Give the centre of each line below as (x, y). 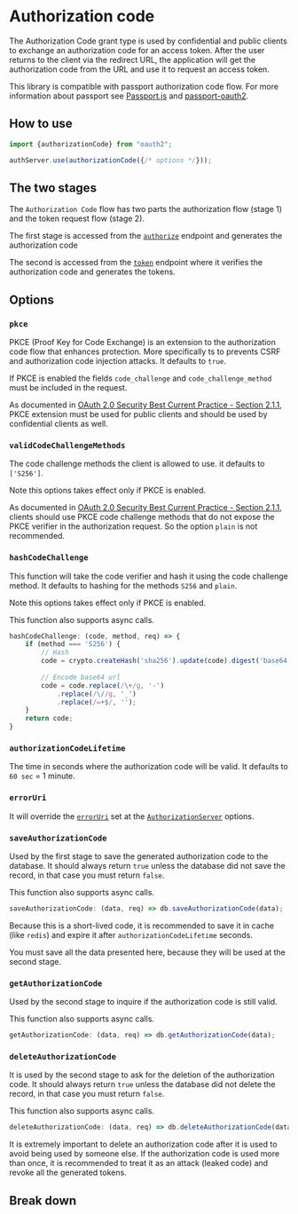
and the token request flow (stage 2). (77, 218)
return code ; (49, 719)
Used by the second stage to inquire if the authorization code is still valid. (143, 1002)
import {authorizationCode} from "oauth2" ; (91, 144)
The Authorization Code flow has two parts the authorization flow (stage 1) (145, 209)
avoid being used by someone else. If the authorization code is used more (145, 1154)
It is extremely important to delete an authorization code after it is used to (143, 1144)
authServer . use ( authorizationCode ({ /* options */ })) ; (111, 160)
